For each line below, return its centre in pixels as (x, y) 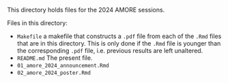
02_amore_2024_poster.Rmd (54, 73)
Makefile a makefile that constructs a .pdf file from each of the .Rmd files (119, 36)
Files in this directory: (38, 23)
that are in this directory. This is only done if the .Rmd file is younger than (119, 43)
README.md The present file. (55, 58)
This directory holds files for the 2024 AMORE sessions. (86, 10)
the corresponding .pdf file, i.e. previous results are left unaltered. (110, 51)
